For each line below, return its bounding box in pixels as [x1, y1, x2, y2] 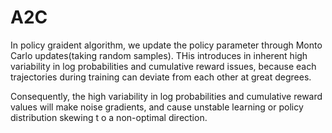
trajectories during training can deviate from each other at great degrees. [10, 71, 312, 83]
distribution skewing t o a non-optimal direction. [10, 111, 208, 123]
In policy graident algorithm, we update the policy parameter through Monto [10, 39, 323, 51]
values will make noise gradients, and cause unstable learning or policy [10, 101, 304, 113]
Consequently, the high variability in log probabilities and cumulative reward [10, 90, 323, 102]
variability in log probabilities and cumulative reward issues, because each [10, 60, 317, 72]
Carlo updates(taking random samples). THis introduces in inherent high [10, 49, 308, 61]
